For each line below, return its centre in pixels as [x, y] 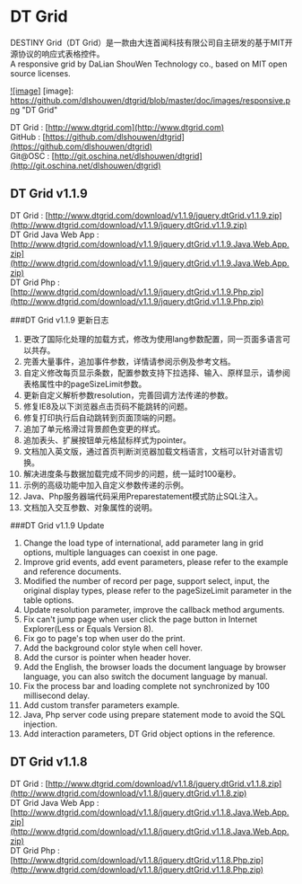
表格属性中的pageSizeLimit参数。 [85, 384]
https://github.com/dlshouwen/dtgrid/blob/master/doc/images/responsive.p [150, 100]
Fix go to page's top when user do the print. [104, 638]
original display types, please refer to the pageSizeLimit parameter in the [157, 590]
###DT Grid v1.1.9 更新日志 [60, 320]
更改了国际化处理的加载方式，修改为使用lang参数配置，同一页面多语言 [153, 339]
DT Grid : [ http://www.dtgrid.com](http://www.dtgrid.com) [117, 127]
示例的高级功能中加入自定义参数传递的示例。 [106, 485]
